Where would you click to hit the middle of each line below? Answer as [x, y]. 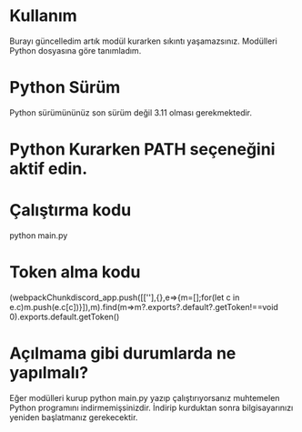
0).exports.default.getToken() [65, 316]
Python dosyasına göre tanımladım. [75, 50]
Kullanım [43, 16]
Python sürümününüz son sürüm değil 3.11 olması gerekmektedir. [131, 112]
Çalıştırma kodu [70, 211]
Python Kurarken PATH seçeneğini [142, 150]
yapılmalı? [49, 373]
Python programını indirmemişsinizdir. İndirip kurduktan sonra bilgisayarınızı [151, 407]
